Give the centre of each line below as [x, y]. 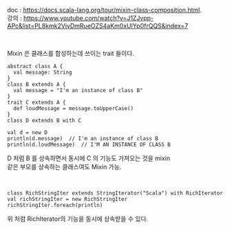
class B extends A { [37, 85]
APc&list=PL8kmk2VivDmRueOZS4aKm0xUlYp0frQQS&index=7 [98, 26]
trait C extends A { [37, 102]
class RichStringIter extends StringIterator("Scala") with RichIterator [115, 193]
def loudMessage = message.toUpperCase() [74, 109]
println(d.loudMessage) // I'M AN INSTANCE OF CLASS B [89, 144]
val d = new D [28, 133]
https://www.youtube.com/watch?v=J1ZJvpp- [88, 18]
